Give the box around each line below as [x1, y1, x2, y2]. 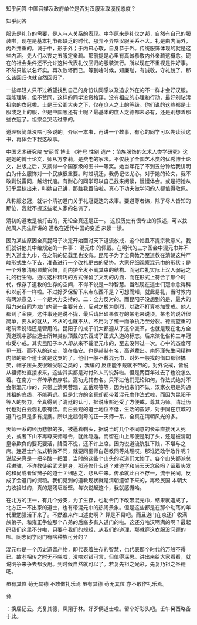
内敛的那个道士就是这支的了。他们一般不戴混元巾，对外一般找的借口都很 [6, 354, 181, 361]
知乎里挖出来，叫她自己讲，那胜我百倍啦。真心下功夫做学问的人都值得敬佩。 [6, 185, 191, 192]
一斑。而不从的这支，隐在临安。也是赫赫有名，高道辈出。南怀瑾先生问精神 [11, 347, 191, 354]
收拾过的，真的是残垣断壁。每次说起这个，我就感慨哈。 [11, 484, 145, 491]
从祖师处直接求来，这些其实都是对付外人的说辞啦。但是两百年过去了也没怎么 [6, 369, 191, 376]
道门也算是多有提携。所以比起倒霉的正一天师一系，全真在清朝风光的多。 [6, 413, 181, 420]
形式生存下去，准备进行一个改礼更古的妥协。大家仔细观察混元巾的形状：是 [11, 259, 191, 266]
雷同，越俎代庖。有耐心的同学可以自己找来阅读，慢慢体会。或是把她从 [21, 178, 191, 184]
